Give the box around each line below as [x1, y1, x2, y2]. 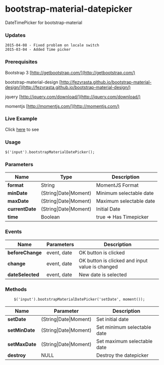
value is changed [79, 263, 118, 270]
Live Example [5, 115, 38, 122]
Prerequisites [5, 59, 38, 65]
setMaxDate [7, 341, 37, 348]
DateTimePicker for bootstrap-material [5, 20, 82, 25]
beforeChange [7, 249, 42, 256]
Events [5, 228, 22, 235]
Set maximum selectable [96, 338, 153, 345]
